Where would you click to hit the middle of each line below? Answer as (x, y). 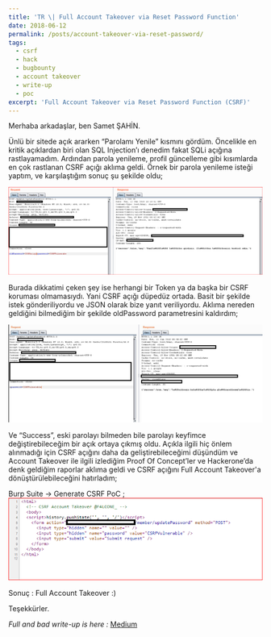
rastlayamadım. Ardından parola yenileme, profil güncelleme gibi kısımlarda (133, 159)
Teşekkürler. (29, 608)
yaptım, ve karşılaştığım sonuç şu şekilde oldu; (85, 176)
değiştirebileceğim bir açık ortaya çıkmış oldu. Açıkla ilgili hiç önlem (120, 443)
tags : (17, 43)
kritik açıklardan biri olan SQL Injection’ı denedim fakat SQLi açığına (120, 150)
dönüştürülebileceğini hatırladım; (63, 478)
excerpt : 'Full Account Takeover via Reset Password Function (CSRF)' (129, 102)
